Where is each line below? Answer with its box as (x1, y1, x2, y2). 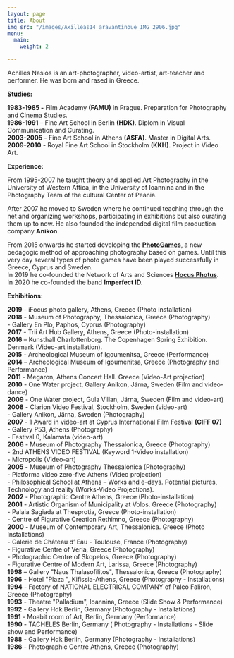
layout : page (7, 10, 46, 18)
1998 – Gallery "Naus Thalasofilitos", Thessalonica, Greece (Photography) (7, 568, 222, 575)
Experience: (7, 162, 44, 170)
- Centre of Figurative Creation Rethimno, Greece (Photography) (7, 516, 194, 523)
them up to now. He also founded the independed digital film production (7, 219, 216, 228)
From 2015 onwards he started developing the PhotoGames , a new (7, 240, 202, 249)
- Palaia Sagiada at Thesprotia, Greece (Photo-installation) (7, 508, 177, 516)
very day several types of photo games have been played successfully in (7, 255, 220, 264)
